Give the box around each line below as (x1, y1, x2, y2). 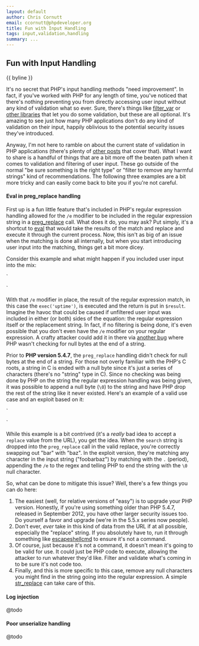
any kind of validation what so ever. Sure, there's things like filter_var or (6, 104, 181, 112)
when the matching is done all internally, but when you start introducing (6, 237, 182, 245)
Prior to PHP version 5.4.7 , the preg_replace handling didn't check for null (6, 351, 188, 359)
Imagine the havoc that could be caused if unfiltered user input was (6, 309, 172, 316)
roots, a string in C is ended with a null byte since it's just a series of (6, 365, 173, 372)
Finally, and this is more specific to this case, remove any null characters (14, 567, 193, 574)
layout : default (6, 8, 46, 15)
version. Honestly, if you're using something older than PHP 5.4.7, (14, 504, 175, 511)
